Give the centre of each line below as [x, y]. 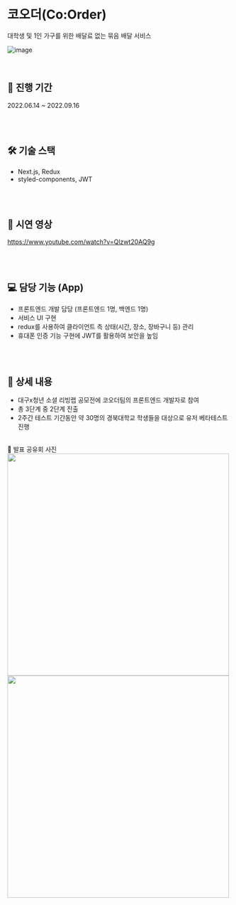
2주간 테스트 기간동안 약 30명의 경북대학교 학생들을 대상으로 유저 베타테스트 [123, 418]
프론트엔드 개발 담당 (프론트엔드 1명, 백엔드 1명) [83, 309]
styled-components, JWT [55, 179]
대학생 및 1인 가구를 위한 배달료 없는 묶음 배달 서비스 [79, 36]
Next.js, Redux [39, 171]
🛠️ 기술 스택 [31, 151]
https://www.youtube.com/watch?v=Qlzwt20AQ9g [81, 242]
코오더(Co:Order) [57, 15]
